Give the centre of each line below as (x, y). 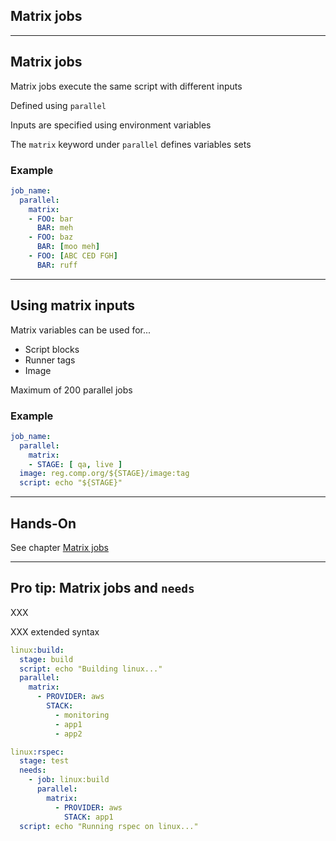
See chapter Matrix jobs (59, 547)
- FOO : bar (51, 219)
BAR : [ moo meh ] (68, 247)
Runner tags (50, 360)
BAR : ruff (57, 265)
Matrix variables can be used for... (81, 330)
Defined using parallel (58, 105)
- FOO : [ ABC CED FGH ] (73, 256)
